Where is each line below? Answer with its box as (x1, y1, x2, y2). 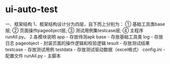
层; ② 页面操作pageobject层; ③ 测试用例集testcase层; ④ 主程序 (5, 27, 144, 34)
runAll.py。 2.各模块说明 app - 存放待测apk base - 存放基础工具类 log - (5, 34, 153, 40)
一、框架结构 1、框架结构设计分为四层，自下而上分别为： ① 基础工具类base (5, 21, 165, 27)
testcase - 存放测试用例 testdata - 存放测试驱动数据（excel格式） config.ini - (5, 46, 165, 52)
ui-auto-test (5, 4, 58, 15)
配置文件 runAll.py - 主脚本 (5, 52, 61, 59)
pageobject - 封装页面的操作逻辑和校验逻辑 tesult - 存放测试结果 (15, 40, 150, 46)
